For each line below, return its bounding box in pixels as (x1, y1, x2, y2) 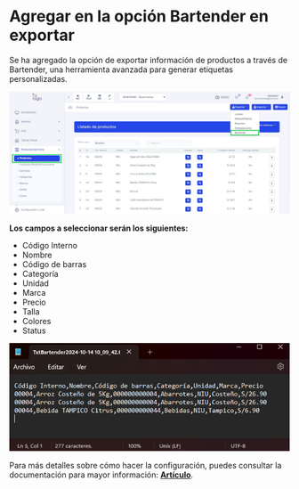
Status (21, 325, 46, 336)
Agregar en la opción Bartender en (9, 6, 269, 27)
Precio (21, 297, 46, 307)
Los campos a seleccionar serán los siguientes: (9, 223, 189, 233)
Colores (21, 315, 52, 326)
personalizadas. (9, 73, 69, 84)
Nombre (21, 249, 53, 260)
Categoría (21, 268, 60, 279)
